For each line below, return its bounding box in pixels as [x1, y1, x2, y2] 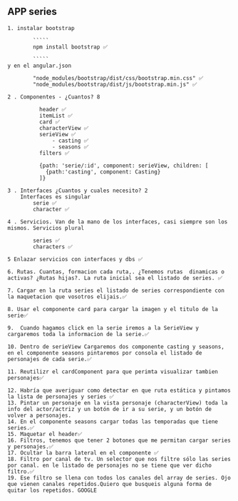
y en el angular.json [7, 62, 72, 69]
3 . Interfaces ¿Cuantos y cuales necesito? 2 [7, 187, 148, 194]
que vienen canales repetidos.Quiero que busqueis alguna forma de [7, 480, 212, 487]
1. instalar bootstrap [7, 24, 75, 31]
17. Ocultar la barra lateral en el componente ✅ [7, 449, 159, 456]
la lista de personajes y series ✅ [7, 393, 115, 400]
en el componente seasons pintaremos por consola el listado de [7, 349, 202, 356]
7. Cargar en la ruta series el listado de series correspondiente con [7, 287, 224, 294]
